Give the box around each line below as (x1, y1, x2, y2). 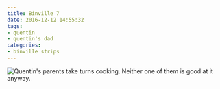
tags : (7, 23, 23, 29)
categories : (7, 42, 41, 49)
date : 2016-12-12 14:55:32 (7, 16, 84, 23)
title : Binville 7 (7, 10, 60, 17)
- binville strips (7, 49, 60, 55)
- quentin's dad (7, 36, 53, 42)
